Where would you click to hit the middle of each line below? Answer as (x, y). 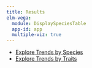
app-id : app (27, 29)
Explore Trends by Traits (46, 59)
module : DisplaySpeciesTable (49, 23)
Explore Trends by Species (49, 52)
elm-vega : (19, 18)
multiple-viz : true (37, 35)
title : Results (26, 12)
